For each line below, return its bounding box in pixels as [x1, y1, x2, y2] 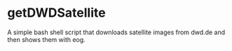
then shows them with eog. [7, 35, 86, 43]
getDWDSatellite [7, 5, 107, 21]
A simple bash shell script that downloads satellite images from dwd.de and [7, 28, 226, 36]
